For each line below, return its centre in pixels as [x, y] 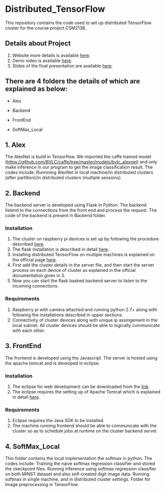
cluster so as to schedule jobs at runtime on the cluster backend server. [85, 431]
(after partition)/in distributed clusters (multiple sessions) [63, 178]
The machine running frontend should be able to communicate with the [84, 426]
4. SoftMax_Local [33, 446]
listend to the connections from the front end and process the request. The [81, 210]
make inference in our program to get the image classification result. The [79, 167]
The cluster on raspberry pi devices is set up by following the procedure [85, 239]
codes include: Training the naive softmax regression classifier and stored [80, 463]
